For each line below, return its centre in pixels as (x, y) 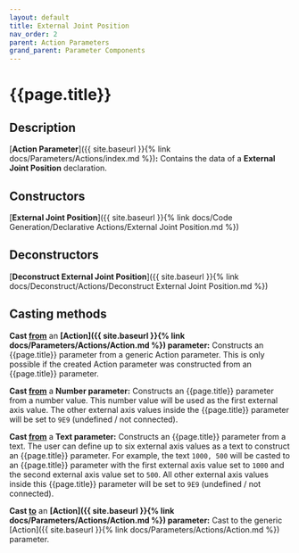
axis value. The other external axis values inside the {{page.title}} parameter (149, 409)
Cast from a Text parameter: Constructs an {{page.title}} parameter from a (148, 436)
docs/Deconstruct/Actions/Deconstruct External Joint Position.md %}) (139, 285)
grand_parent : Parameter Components (77, 51)
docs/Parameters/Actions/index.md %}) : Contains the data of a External (142, 159)
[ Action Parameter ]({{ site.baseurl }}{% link (90, 149)
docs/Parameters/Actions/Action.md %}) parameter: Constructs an (137, 345)
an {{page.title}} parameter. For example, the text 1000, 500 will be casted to (149, 455)
